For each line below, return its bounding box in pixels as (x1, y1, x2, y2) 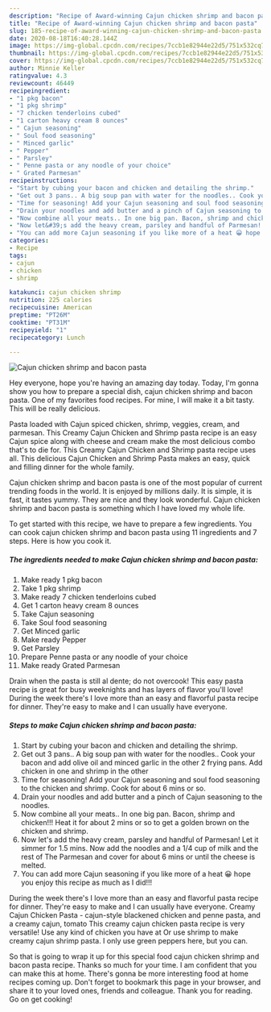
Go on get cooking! (9, 994, 73, 1004)
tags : (9, 251, 27, 259)
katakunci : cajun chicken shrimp (9, 288, 121, 297)
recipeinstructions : (9, 176, 79, 185)
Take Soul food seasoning (20, 618, 108, 628)
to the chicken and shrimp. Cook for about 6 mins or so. (20, 783, 206, 794)
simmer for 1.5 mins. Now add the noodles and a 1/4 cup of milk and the (20, 844, 259, 853)
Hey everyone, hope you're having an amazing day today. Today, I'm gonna (9, 378, 260, 388)
